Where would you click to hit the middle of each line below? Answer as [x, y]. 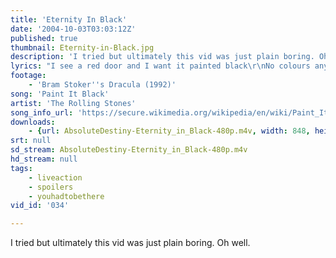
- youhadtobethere [66, 196]
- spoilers [51, 187]
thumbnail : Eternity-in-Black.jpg [82, 47]
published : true [44, 38]
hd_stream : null [44, 159]
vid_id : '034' [40, 206]
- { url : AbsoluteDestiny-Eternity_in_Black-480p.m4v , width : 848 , [169, 131]
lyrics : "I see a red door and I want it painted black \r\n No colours [160, 66]
